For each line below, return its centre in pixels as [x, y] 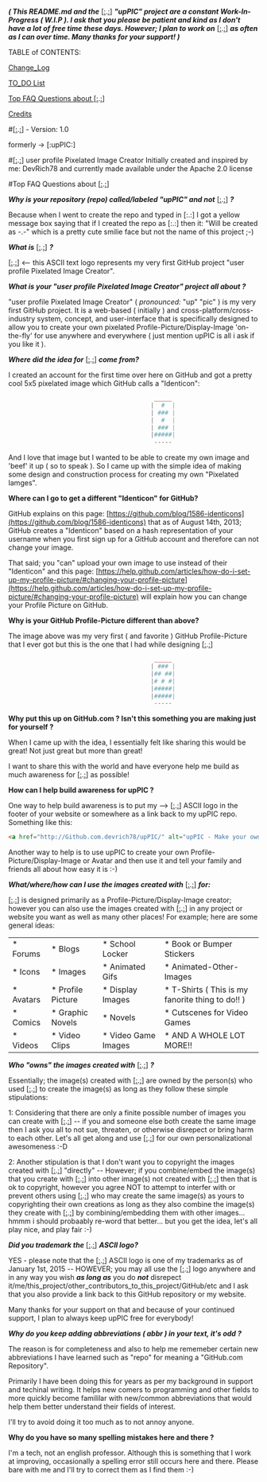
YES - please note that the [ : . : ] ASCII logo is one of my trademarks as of [126, 1261]
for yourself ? [31, 727]
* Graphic [70, 1013]
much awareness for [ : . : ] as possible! [69, 775]
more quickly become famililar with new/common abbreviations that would [130, 1398]
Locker [115, 954]
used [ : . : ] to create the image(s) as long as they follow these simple [118, 1089]
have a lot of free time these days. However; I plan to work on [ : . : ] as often [133, 28]
